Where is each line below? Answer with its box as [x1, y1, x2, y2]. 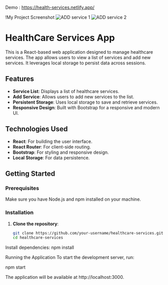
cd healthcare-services [12, 235, 64, 241]
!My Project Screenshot [5, 14, 55, 20]
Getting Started [5, 169, 55, 178]
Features [5, 75, 34, 83]
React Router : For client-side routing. [12, 144, 91, 150]
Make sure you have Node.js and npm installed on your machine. [5, 196, 142, 202]
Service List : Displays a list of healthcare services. [12, 88, 120, 94]
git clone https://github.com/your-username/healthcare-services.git [12, 230, 164, 235]
